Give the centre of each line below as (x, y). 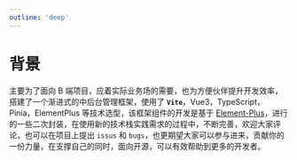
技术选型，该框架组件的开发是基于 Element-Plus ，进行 (189, 113)
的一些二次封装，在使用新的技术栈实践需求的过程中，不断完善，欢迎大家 (141, 124)
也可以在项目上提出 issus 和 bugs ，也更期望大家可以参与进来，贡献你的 (155, 135)
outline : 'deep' (39, 17)
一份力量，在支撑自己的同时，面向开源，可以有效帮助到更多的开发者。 (137, 146)
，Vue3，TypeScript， (224, 101)
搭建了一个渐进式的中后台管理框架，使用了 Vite (96, 101)
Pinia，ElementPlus (45, 113)
